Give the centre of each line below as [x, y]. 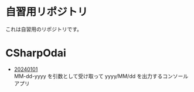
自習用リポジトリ [47, 12]
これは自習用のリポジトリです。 [44, 29]
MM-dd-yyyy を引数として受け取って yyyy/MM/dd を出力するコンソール [101, 76]
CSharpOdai [36, 53]
